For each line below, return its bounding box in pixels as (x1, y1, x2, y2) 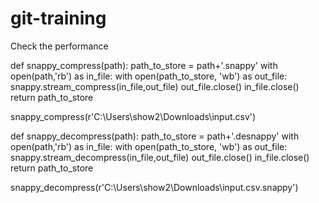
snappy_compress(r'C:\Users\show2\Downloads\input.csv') (10, 110, 257, 122)
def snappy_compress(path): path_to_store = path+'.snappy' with (10, 59, 278, 71)
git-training (10, 7, 107, 30)
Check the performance (10, 40, 109, 52)
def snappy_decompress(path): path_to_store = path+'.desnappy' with (10, 130, 300, 142)
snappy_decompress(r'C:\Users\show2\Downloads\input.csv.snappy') (10, 181, 299, 193)
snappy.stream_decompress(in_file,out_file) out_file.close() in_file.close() (10, 151, 310, 163)
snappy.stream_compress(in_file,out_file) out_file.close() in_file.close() (10, 80, 300, 92)
